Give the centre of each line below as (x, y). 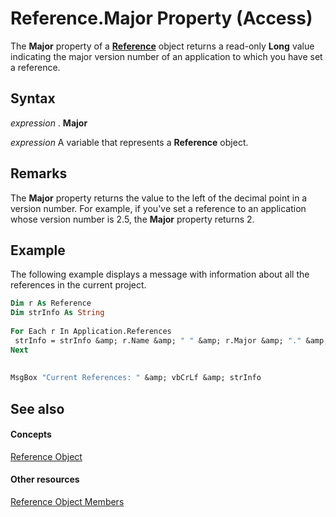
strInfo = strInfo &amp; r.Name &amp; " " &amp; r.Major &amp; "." (158, 340)
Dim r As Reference (51, 303)
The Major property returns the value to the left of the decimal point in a (159, 198)
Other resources (45, 479)
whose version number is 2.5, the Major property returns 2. (132, 219)
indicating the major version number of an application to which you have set (166, 56)
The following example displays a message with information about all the (160, 274)
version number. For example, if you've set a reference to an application (158, 208)
